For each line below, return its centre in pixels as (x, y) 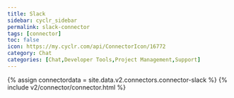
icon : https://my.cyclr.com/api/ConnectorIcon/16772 (87, 47)
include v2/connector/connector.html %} (66, 87)
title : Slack (27, 14)
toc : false (23, 40)
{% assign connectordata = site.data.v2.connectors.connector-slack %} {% (117, 80)
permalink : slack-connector (49, 27)
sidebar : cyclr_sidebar (42, 20)
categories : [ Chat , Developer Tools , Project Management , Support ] (104, 60)
